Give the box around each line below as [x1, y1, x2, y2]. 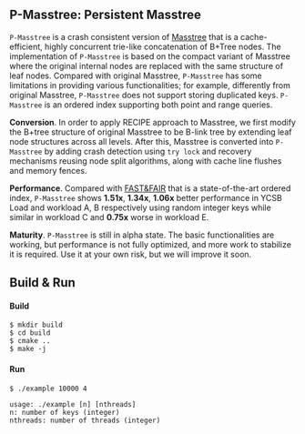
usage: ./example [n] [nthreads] [9, 399, 137, 409]
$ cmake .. [9, 337, 51, 346]
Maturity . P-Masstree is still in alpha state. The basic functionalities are [9, 229, 275, 240]
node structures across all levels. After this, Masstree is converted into [9, 136, 274, 146]
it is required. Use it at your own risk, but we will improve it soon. [9, 248, 252, 259]
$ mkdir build [9, 320, 64, 330]
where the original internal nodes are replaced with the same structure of [9, 60, 284, 71]
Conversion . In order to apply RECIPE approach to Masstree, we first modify [9, 116, 296, 127]
